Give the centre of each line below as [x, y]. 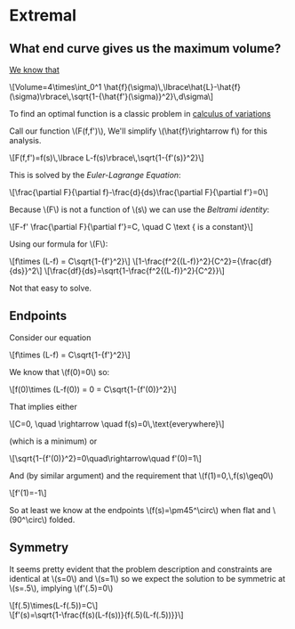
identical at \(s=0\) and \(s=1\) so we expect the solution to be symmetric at [147, 578]
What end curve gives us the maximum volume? [145, 49]
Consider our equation [50, 337]
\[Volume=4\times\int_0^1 [56, 87]
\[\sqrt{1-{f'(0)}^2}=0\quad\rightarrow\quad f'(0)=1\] [106, 458]
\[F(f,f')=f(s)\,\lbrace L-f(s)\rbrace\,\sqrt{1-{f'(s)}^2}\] [107, 158]
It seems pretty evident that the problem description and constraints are [141, 569]
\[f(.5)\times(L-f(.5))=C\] [54, 605]
